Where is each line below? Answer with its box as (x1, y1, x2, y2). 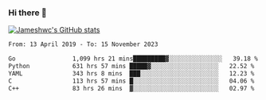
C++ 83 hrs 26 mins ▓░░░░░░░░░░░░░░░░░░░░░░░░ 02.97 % (8, 84, 255, 92)
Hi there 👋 (8, 7, 48, 18)
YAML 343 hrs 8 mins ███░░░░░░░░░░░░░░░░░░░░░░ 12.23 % (8, 69, 255, 78)
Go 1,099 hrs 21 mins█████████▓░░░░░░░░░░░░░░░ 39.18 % (8, 55, 259, 63)
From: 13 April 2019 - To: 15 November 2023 (8, 40, 158, 48)
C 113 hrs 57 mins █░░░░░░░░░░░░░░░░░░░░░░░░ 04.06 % (8, 77, 255, 85)
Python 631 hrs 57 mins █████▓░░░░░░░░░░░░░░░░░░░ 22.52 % (8, 63, 255, 71)
